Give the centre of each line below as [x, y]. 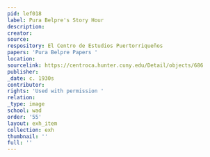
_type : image [26, 104]
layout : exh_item [32, 123]
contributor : [26, 85]
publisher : [23, 72]
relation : [22, 98]
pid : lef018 [24, 14]
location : [22, 59]
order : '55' [24, 117]
